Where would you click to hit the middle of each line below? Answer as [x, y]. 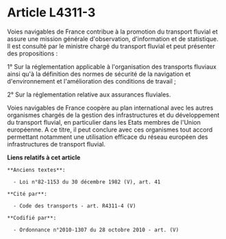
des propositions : [33, 53]
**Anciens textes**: [37, 170]
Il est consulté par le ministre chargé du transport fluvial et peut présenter [111, 46]
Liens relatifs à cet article [44, 157]
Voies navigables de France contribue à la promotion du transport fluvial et [112, 32]
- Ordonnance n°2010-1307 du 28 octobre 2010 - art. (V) [96, 230]
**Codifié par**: [32, 218]
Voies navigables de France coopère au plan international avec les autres [110, 108]
